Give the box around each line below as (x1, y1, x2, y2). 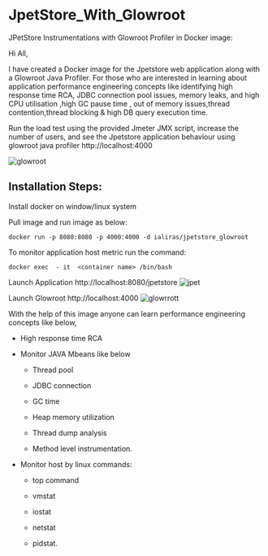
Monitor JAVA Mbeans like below (19, 348, 132, 359)
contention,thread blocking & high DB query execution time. (8, 107, 209, 117)
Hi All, (8, 48, 28, 58)
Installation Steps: (8, 180, 103, 194)
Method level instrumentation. (32, 444, 132, 453)
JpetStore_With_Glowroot (8, 6, 186, 24)
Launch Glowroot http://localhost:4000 (8, 293, 139, 303)
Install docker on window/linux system (8, 201, 136, 211)
